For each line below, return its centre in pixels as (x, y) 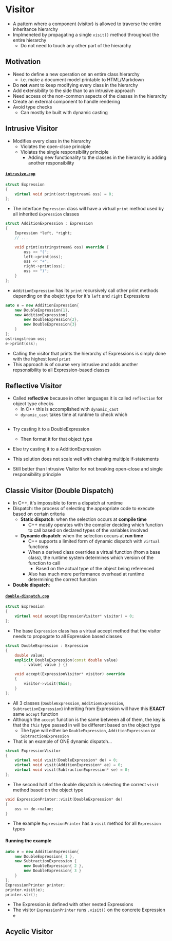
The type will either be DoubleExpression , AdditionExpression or (88, 730)
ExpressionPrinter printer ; (35, 885)
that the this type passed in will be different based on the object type (87, 725)
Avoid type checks (32, 107)
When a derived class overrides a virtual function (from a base (94, 552)
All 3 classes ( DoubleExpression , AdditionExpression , (69, 703)
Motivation (23, 62)
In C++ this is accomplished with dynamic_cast (70, 409)
